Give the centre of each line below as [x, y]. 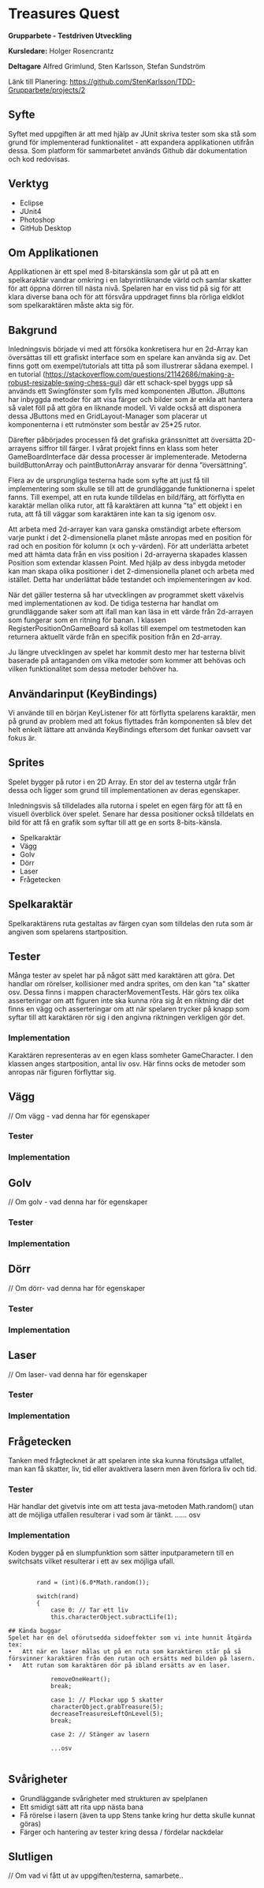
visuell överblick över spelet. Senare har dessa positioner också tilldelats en [131, 813]
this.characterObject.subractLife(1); [114, 1617]
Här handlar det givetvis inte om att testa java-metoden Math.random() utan [131, 1507]
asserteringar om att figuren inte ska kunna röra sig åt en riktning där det [126, 1000]
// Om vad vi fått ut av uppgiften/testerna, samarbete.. [96, 1875]
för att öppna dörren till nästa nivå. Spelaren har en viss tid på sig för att [125, 288]
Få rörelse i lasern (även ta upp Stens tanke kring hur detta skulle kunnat [137, 1815]
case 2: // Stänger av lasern [100, 1734]
